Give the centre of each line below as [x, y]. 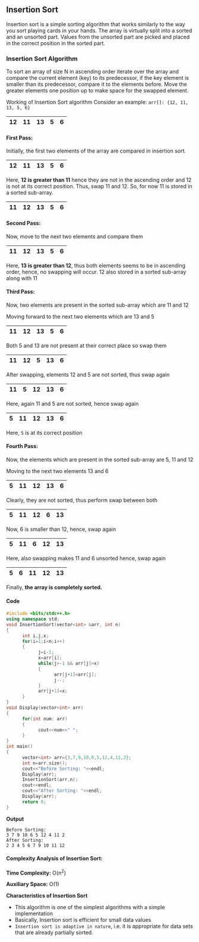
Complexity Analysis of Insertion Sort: [54, 859]
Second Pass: [23, 223]
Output [15, 819]
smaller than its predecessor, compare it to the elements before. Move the [97, 84]
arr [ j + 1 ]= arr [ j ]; [75, 674]
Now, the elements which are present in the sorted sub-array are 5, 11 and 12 [100, 459]
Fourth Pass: [22, 446]
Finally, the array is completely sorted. [54, 587]
